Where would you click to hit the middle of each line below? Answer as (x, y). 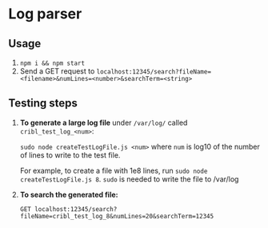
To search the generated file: (69, 194)
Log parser (45, 14)
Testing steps (43, 104)
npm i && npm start (52, 63)
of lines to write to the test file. (70, 155)
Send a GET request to (57, 71)
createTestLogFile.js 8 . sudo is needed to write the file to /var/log (129, 179)
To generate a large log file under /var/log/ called (104, 122)
